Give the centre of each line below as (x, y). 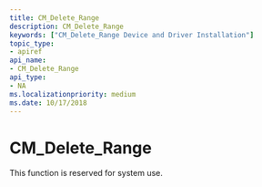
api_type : (28, 78)
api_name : (28, 60)
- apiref (26, 52)
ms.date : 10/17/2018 (49, 103)
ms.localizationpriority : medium (73, 94)
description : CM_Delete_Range (67, 26)
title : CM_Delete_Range (55, 18)
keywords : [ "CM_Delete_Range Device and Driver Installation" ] (132, 35)
